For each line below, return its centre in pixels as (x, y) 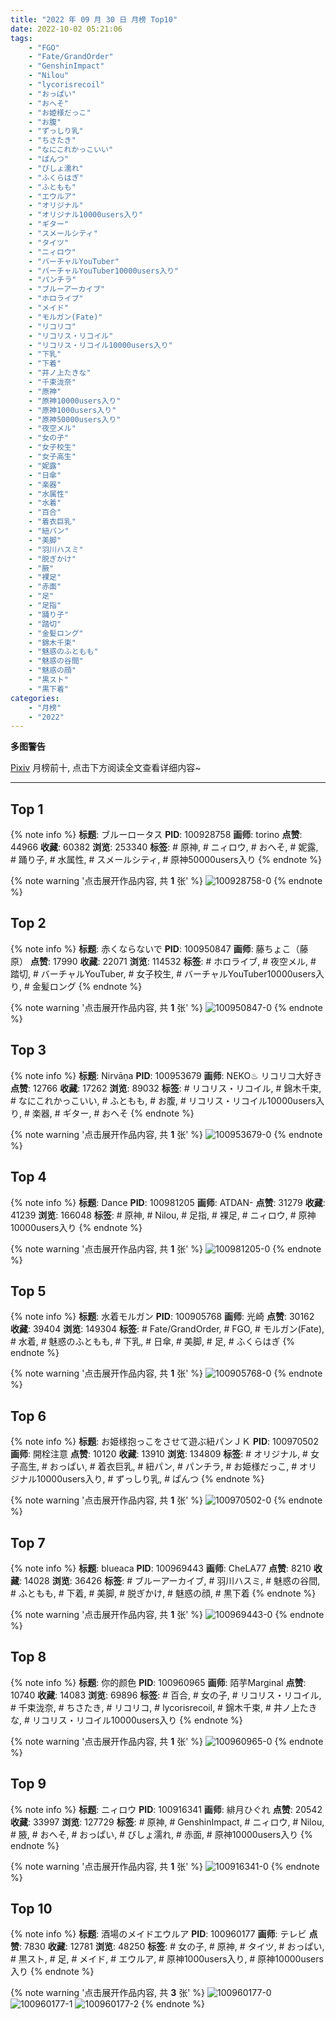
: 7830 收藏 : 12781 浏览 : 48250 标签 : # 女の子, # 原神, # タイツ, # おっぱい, (172, 1947)
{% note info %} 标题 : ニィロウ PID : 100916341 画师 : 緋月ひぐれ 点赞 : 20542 (166, 1809)
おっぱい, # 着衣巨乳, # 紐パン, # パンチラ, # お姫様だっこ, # (173, 1467)
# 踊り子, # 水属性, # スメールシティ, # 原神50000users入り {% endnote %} (166, 860)
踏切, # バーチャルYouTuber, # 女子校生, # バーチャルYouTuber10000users (163, 973)
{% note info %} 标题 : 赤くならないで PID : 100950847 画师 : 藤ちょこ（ (155, 948)
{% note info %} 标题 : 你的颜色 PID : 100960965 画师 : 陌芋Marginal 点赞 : (158, 1682)
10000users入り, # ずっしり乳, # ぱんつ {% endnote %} (150, 1479)
